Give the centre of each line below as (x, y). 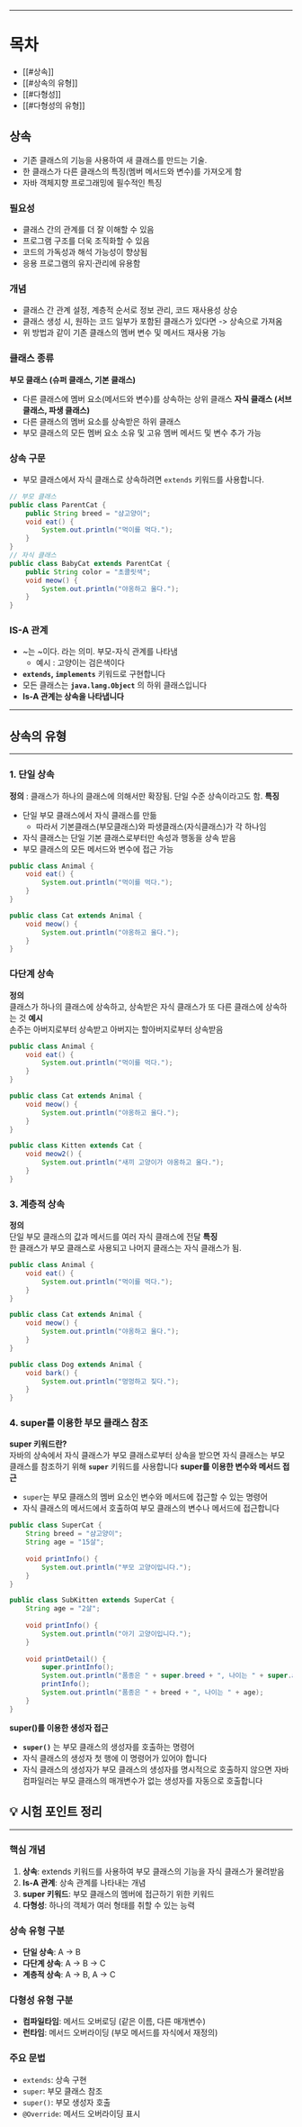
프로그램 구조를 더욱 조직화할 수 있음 (86, 241)
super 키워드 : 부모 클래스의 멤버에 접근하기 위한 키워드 (118, 1894)
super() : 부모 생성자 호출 (66, 2102)
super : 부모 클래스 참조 (62, 2091)
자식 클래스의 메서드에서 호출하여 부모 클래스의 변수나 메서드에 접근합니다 (151, 1508)
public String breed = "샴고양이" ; (88, 513)
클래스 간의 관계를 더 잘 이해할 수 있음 (88, 230)
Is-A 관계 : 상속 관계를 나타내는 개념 (84, 1882)
